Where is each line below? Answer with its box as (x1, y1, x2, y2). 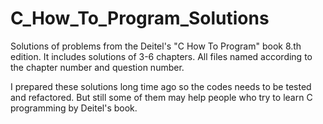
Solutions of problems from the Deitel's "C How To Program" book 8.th (10, 40, 302, 52)
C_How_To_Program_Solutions (10, 7, 270, 30)
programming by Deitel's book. (10, 102, 138, 114)
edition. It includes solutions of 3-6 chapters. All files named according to (10, 50, 313, 62)
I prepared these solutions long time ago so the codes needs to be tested (10, 80, 312, 92)
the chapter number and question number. (10, 61, 185, 73)
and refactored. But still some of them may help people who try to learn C (10, 91, 313, 103)
